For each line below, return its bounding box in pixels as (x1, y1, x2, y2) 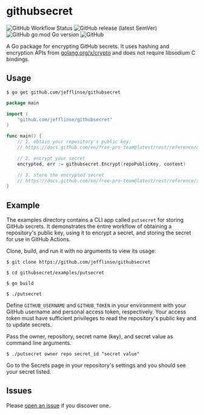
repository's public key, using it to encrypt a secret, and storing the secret (6, 229, 191, 236)
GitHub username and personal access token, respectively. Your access (6, 308, 186, 315)
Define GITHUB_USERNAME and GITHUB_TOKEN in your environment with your (6, 302, 186, 309)
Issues (6, 386, 32, 396)
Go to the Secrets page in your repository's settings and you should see (6, 362, 186, 369)
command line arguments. (6, 339, 72, 347)
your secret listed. (6, 368, 52, 376)
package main (6, 100, 39, 106)
